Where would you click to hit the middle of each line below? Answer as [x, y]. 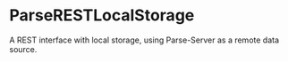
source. [23, 49]
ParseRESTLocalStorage [102, 15]
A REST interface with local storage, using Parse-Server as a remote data [144, 40]
